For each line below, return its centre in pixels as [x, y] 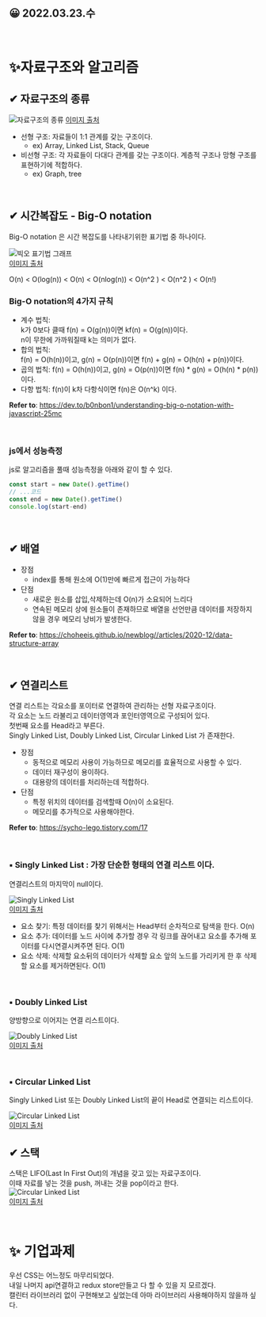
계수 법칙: [35, 319]
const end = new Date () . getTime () [66, 499]
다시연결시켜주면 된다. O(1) [83, 945]
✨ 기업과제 [42, 1252]
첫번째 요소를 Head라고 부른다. [57, 726]
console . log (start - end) [48, 506]
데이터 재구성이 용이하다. [70, 772]
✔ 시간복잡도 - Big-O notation [81, 216]
